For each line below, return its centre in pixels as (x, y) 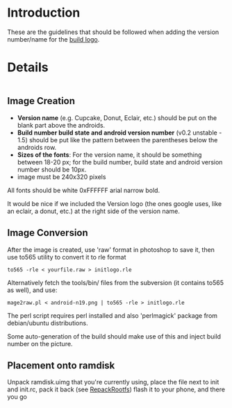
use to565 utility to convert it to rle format (67, 257)
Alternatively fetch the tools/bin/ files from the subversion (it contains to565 (116, 282)
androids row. (37, 147)
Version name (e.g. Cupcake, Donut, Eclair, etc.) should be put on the (117, 118)
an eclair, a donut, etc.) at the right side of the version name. (94, 211)
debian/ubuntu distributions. (48, 323)
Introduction (44, 13)
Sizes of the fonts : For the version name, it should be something (109, 155)
